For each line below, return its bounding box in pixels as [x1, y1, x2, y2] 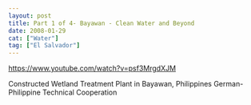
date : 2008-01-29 [8, 26, 66, 34]
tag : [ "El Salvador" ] [8, 42, 81, 50]
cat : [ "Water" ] [8, 34, 59, 42]
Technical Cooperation [42, 87, 118, 97]
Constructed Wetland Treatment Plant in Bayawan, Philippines [8, 79, 212, 89]
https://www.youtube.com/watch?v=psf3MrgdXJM [8, 63, 177, 73]
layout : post [8, 11, 52, 20]
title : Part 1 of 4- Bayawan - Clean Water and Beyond [8, 19, 195, 27]
